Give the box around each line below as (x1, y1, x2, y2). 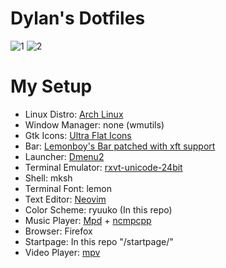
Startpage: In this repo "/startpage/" (24, 235, 174, 247)
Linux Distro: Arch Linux (24, 108, 124, 120)
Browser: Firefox (24, 225, 93, 237)
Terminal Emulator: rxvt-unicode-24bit (24, 161, 183, 173)
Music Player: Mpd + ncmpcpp (24, 214, 152, 226)
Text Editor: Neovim (24, 193, 107, 205)
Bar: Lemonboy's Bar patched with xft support (24, 140, 216, 152)
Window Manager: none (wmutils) (24, 118, 165, 131)
